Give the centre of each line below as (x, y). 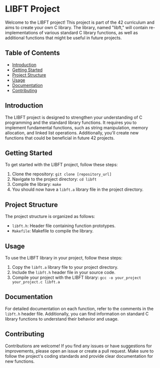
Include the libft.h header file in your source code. (64, 272)
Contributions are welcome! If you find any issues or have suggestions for (79, 346)
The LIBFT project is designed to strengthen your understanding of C (74, 117)
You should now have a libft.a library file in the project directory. (78, 189)
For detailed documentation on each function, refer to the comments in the (79, 308)
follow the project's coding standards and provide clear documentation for (79, 356)
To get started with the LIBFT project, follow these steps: (61, 165)
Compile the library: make (36, 184)
